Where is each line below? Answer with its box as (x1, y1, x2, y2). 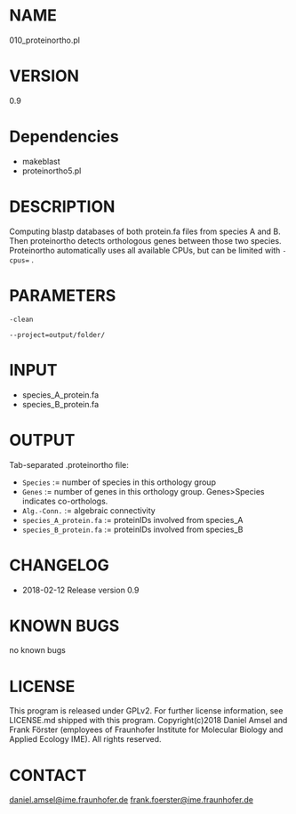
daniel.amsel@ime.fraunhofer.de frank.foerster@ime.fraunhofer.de (9, 794, 253, 805)
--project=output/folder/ (9, 330, 105, 339)
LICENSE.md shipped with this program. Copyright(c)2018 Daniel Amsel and (9, 715, 288, 726)
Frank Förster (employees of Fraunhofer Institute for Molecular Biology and (9, 724, 284, 735)
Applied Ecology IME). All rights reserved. (9, 734, 162, 745)
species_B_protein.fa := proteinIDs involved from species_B (21, 524, 244, 535)
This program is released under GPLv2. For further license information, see (9, 705, 284, 716)
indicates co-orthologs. (21, 496, 108, 506)
